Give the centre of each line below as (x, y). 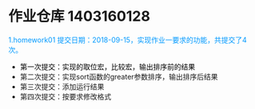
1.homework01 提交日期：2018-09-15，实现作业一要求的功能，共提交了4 (127, 40)
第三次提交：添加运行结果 (62, 86)
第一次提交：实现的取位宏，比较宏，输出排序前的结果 (108, 66)
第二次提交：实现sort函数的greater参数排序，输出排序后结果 (119, 76)
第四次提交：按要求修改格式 (66, 96)
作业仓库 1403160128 (79, 16)
